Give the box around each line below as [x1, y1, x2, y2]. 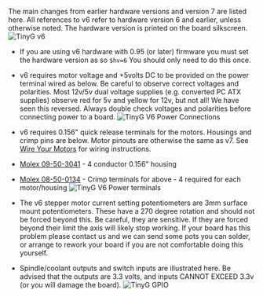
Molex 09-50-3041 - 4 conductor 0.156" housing [19, 159, 177, 168]
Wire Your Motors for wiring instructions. [19, 145, 152, 153]
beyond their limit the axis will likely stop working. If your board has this [19, 223, 251, 233]
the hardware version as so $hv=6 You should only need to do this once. [19, 55, 251, 64]
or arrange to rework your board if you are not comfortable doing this [19, 240, 243, 249]
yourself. [19, 248, 49, 258]
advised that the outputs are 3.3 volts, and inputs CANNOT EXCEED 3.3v [19, 272, 254, 281]
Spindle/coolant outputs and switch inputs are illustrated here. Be [19, 263, 232, 273]
